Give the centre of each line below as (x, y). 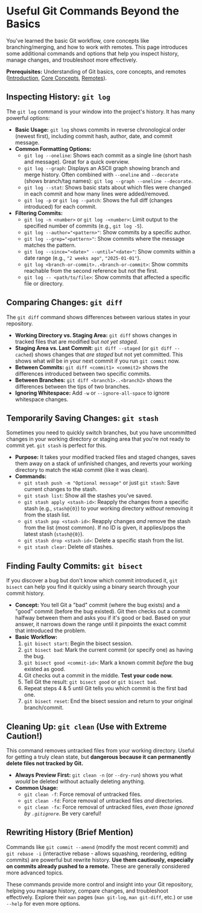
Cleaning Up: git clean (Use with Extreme (87, 726)
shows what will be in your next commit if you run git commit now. (97, 361)
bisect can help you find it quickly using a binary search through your (93, 587)
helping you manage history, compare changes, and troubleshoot (87, 891)
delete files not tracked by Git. (45, 763)
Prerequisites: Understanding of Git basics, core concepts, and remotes (96, 71)
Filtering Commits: (39, 213)
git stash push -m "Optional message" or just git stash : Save (102, 483)
